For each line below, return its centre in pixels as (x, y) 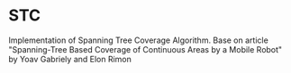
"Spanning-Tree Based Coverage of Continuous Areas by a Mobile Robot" (145, 49)
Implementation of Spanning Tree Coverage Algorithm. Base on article (139, 40)
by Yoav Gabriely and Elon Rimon (70, 59)
